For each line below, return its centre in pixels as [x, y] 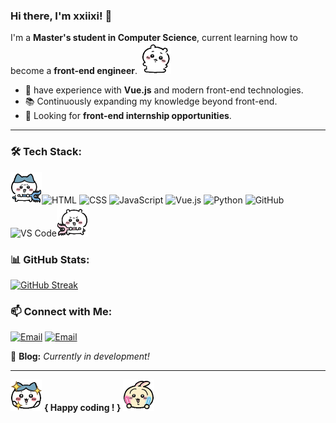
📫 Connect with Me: [61, 311]
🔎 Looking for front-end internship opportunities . [128, 116]
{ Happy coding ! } [82, 408]
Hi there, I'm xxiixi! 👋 [61, 16]
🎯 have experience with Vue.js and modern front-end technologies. [164, 90]
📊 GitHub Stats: [50, 259]
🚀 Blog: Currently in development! [80, 356]
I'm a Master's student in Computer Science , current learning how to [154, 38]
